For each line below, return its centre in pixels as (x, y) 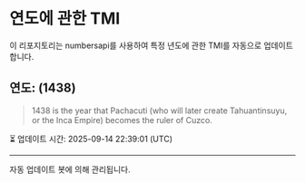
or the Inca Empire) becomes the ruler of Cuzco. (122, 120)
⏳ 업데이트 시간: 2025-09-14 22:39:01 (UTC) (91, 139)
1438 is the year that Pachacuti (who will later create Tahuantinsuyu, (159, 111)
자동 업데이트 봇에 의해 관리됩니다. (70, 169)
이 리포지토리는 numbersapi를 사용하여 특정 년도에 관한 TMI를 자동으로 (136, 45)
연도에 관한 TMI (65, 19)
